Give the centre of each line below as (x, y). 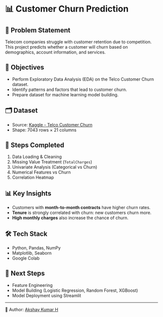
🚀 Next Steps (25, 273)
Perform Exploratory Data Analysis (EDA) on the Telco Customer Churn (83, 79)
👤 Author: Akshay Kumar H (32, 309)
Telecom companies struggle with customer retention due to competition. (78, 42)
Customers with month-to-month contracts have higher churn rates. (81, 208)
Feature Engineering (32, 285)
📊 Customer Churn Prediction (67, 9)
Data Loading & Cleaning (37, 157)
